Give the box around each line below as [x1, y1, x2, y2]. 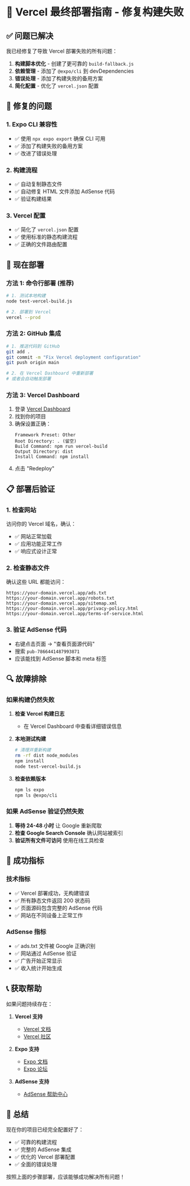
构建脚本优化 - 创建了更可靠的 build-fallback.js [14, 60, 134, 67]
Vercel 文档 [23, 1025, 51, 1032]
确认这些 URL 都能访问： [6, 579, 66, 586]
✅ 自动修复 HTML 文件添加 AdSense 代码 [14, 187, 115, 195]
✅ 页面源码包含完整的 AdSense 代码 [14, 904, 103, 911]
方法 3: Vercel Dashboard [6, 391, 80, 399]
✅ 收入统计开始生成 [14, 964, 63, 971]
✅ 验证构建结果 [14, 195, 52, 202]
